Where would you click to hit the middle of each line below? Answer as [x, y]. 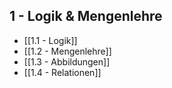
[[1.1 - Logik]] [50, 40]
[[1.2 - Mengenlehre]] [67, 51]
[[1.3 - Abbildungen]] [67, 61]
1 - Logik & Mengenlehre [86, 16]
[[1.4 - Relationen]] [62, 72]
